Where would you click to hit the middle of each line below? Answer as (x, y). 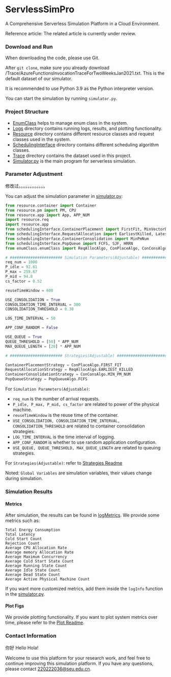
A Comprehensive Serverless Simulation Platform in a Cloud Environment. (82, 24)
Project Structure (27, 112)
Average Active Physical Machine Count (48, 579)
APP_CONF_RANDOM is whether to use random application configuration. (84, 442)
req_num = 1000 (21, 262)
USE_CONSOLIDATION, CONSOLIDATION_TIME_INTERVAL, (66, 421)
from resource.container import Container (51, 206)
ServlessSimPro (40, 9)
